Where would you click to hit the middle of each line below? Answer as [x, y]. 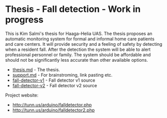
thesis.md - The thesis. [36, 69]
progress [24, 20]
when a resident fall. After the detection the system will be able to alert [78, 49]
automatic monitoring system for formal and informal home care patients [80, 39]
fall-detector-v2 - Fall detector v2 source [55, 85]
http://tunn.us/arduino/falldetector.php [52, 105]
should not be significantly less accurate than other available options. [77, 60]
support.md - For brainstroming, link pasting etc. [62, 75]
